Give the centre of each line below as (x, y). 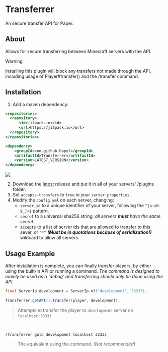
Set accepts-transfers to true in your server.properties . (72, 195)
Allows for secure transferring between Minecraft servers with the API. (78, 51)
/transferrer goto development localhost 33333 (56, 334)
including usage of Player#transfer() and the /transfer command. (72, 76)
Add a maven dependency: (40, 104)
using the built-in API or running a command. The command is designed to (82, 271)
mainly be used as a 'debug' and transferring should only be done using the (84, 276)
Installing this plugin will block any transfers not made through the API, (78, 71)
